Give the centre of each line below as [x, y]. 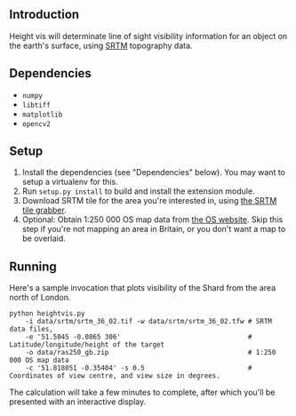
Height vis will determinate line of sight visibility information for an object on [148, 36]
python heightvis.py [48, 314]
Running [33, 266]
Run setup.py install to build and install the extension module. [138, 191]
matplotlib [42, 115]
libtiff [36, 105]
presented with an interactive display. [78, 402]
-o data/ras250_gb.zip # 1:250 [151, 353]
